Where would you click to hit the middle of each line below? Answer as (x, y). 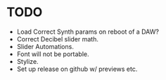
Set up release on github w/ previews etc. (77, 69)
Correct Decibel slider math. (58, 39)
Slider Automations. (45, 46)
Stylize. (28, 61)
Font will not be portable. (53, 54)
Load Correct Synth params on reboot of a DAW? (88, 32)
